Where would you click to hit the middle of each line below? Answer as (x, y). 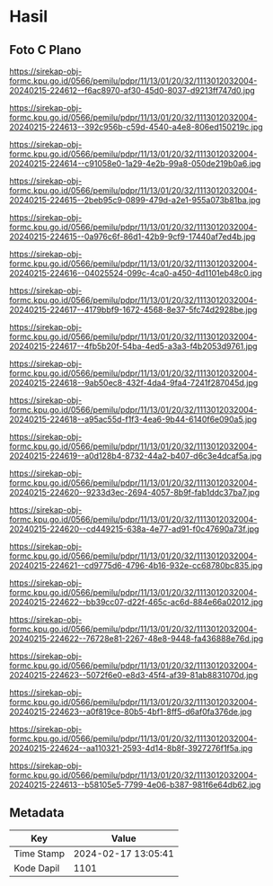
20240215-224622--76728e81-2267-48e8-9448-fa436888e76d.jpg (136, 639)
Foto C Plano (45, 50)
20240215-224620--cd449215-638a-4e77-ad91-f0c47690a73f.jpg (134, 529)
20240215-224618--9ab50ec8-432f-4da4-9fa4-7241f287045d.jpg (134, 383)
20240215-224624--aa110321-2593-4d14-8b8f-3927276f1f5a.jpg (131, 748)
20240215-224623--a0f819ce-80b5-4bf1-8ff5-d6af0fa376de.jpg (131, 711)
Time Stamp (40, 854)
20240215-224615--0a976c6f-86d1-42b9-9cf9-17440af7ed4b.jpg (132, 237)
